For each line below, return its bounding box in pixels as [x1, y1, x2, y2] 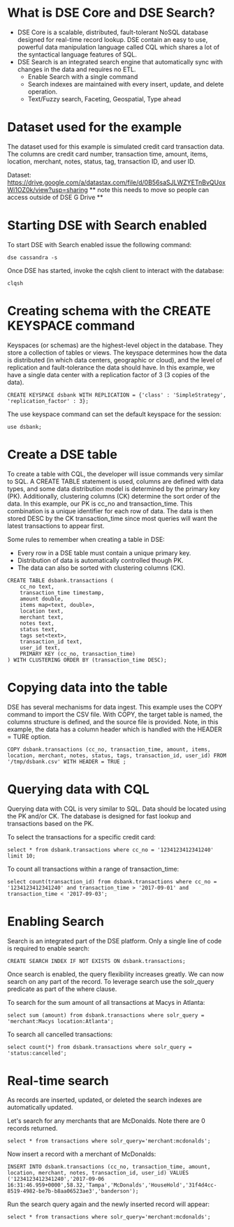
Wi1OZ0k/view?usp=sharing [7, 185, 89, 193]
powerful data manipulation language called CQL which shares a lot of [17, 43, 220, 51]
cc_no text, [20, 583, 54, 590]
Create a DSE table [7, 446, 117, 462]
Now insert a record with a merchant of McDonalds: [7, 1150, 156, 1159]
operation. [27, 87, 58, 96]
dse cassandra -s [7, 254, 58, 261]
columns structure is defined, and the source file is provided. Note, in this [7, 717, 219, 726]
